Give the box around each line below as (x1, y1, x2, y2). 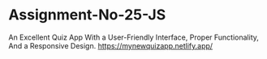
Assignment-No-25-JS (8, 6, 166, 24)
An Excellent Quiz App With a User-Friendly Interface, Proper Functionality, (8, 32, 260, 42)
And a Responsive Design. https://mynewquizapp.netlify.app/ (8, 40, 213, 50)
